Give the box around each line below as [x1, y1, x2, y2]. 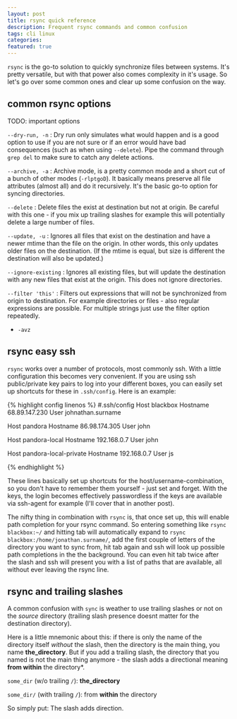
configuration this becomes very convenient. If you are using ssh [7, 372, 196, 380]
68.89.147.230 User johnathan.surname [7, 408, 121, 417]
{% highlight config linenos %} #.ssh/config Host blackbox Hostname [7, 400, 209, 409]
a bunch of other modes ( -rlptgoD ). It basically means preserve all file [7, 174, 212, 182]
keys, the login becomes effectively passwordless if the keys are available [7, 492, 222, 500]
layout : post [7, 10, 46, 18]
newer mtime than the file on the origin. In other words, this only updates [7, 239, 219, 247]
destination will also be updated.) [7, 254, 104, 262]
